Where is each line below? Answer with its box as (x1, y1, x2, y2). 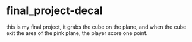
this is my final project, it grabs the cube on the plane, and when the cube (6, 23, 187, 30)
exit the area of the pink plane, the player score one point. (6, 29, 148, 36)
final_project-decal (6, 4, 103, 17)
